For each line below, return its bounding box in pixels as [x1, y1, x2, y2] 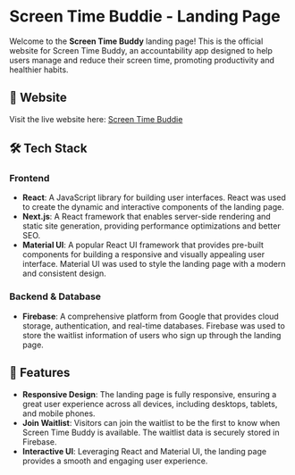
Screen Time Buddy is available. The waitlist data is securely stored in [21, 427, 280, 437]
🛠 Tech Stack [9, 141, 88, 156]
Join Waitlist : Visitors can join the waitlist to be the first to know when [21, 417, 281, 428]
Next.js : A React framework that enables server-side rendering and [21, 212, 271, 222]
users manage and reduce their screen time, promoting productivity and [9, 54, 274, 65]
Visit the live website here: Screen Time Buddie [9, 113, 183, 124]
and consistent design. [21, 268, 107, 279]
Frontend [9, 172, 50, 185]
